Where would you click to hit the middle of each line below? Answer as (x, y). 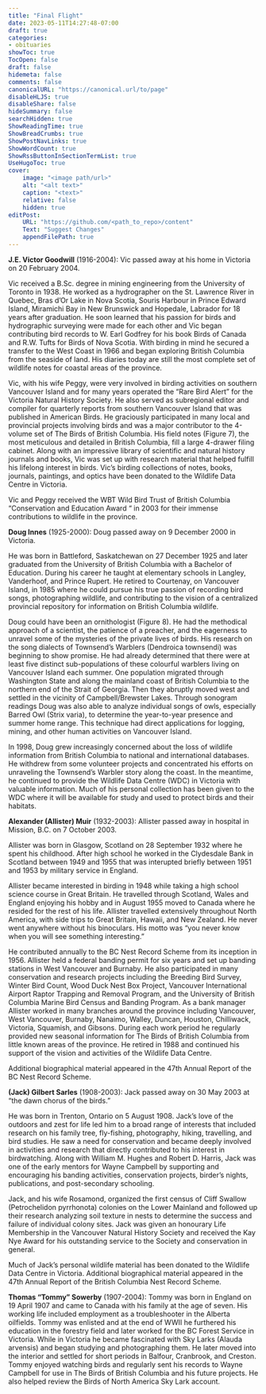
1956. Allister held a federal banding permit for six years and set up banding (132, 960)
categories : (28, 38)
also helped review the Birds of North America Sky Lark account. (114, 1381)
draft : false (30, 67)
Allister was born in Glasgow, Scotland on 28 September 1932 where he (125, 845)
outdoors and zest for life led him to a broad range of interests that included (132, 1124)
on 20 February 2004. (44, 268)
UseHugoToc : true (37, 164)
